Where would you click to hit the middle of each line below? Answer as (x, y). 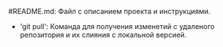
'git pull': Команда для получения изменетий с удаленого (117, 26)
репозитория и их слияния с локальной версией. (103, 35)
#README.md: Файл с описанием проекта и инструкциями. (110, 11)
